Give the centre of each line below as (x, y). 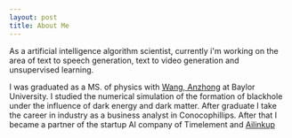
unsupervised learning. (52, 69)
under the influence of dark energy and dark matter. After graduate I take (143, 105)
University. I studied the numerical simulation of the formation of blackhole (146, 96)
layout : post (33, 17)
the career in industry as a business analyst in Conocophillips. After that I (143, 115)
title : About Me (39, 26)
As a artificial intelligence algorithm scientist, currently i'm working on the (144, 50)
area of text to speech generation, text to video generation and (124, 60)
